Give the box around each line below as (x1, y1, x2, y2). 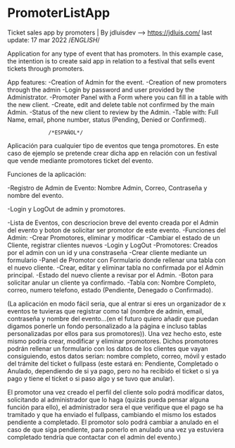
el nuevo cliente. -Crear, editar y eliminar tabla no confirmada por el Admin (7, 263, 224, 272)
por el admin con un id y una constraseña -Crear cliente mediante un (7, 248, 207, 256)
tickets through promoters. (7, 64, 84, 73)
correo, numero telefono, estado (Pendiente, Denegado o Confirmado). (7, 285, 213, 294)
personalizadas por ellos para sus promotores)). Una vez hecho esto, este (7, 329, 222, 337)
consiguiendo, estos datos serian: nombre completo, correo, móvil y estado (7, 351, 227, 360)
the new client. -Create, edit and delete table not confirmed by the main (7, 100, 215, 108)
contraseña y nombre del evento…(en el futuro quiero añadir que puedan (7, 314, 219, 323)
